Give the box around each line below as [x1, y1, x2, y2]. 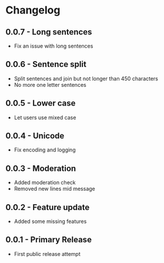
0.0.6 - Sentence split [5, 59, 86, 69]
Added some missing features [14, 218, 87, 225]
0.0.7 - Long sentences [5, 27, 92, 37]
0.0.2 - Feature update [5, 202, 90, 212]
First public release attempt [14, 250, 81, 257]
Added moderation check [14, 179, 76, 186]
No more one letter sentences [14, 81, 86, 88]
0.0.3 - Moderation [5, 163, 76, 173]
